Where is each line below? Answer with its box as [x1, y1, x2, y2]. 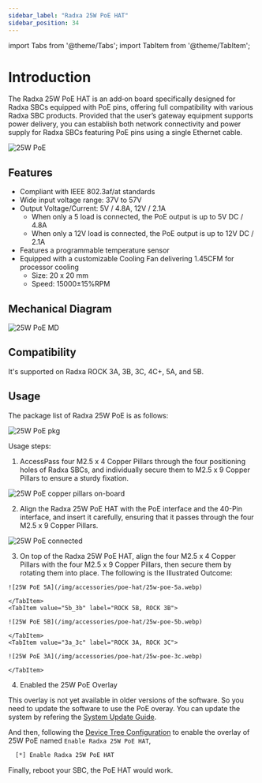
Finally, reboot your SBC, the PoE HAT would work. [8, 765, 174, 774]
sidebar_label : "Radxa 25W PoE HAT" [8, 11, 129, 20]
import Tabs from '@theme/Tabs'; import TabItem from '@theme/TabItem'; [8, 40, 251, 50]
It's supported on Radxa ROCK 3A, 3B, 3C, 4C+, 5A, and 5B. [8, 366, 204, 376]
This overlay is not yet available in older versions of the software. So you [8, 695, 245, 705]
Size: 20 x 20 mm [31, 271, 89, 280]
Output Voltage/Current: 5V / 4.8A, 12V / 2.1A [19, 204, 166, 213]
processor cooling [19, 262, 79, 272]
